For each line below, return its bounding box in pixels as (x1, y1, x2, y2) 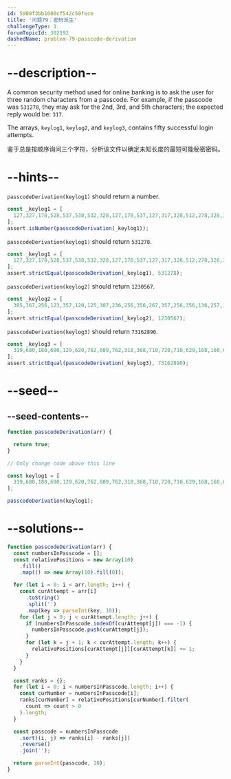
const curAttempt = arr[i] (19, 588, 97, 595)
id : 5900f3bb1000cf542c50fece (7, 10, 94, 17)
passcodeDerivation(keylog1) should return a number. (7, 192, 160, 200)
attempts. (7, 131, 34, 139)
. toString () (25, 594, 60, 601)
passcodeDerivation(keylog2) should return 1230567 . (7, 282, 155, 290)
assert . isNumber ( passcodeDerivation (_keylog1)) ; (7, 225, 149, 231)
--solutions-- (7, 521, 85, 537)
